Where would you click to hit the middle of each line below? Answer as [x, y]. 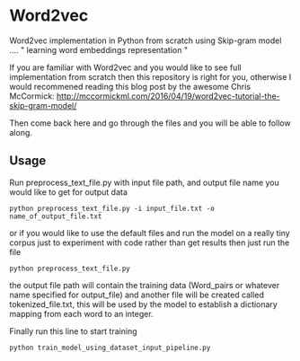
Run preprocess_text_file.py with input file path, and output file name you [145, 182]
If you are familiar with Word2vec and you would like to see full [125, 67]
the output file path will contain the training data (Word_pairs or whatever [145, 285]
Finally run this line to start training [73, 331]
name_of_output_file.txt [56, 216]
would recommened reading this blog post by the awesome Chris [130, 86]
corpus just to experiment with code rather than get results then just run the [150, 242]
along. [21, 132]
